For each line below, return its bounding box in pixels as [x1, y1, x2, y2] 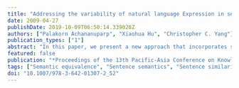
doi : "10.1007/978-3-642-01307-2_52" [7, 70, 119, 77]
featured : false [7, 50, 55, 57]
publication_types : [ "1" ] [7, 37, 84, 44]
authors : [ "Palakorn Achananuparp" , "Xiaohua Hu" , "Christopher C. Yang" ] [7, 30, 234, 38]
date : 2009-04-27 [7, 17, 59, 24]
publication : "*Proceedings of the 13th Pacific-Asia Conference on [7, 57, 215, 64]
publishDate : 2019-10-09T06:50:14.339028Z [7, 23, 135, 31]
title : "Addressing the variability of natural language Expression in [7, 10, 224, 18]
